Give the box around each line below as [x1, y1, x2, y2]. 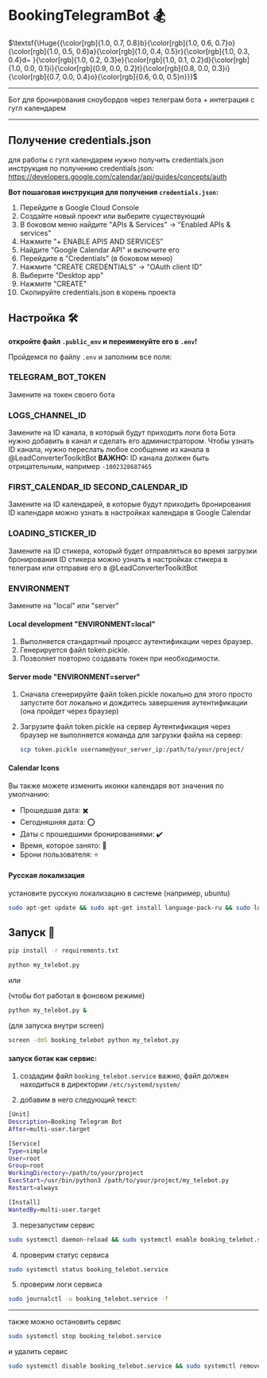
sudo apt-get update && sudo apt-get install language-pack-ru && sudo [8, 904, 250, 912]
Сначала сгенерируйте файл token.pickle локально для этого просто [19, 689, 253, 699]
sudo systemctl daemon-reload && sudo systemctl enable [8, 1236, 197, 1243]
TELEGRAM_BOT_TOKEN [8, 372, 106, 383]
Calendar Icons [8, 763, 60, 772]
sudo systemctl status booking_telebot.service [8, 1265, 169, 1274]
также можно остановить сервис [8, 1317, 122, 1326]
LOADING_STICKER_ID [8, 528, 97, 539]
